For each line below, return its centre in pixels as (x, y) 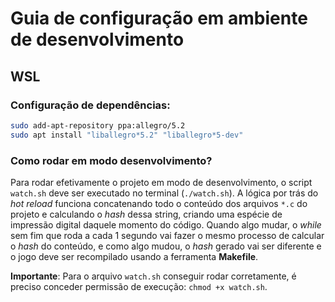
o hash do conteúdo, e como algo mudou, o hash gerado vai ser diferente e (166, 246)
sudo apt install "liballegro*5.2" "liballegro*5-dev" (127, 135)
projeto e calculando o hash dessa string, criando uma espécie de (146, 214)
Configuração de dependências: (90, 105)
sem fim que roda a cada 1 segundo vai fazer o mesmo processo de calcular (167, 235)
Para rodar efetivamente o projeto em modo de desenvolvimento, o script (161, 182)
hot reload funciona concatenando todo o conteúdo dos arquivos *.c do (159, 203)
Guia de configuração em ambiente (159, 18)
